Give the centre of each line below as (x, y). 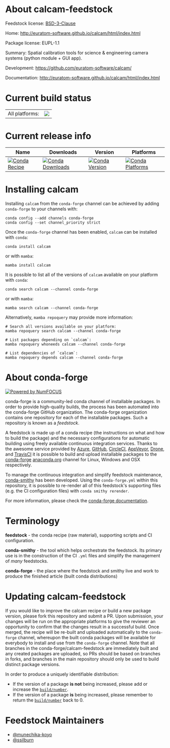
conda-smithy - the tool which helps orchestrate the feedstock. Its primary (84, 550)
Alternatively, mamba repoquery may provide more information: (69, 317)
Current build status (48, 98)
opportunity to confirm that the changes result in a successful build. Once (82, 627)
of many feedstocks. (27, 561)
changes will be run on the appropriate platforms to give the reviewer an (80, 621)
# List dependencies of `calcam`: (42, 353)
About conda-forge (47, 377)
